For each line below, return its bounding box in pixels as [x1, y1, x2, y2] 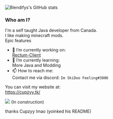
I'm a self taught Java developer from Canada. [5, 27, 98, 33]
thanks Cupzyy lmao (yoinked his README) [5, 108, 92, 114]
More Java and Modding [12, 63, 61, 68]
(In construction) [11, 99, 44, 105]
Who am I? [5, 16, 30, 23]
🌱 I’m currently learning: [12, 57, 60, 63]
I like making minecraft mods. [5, 33, 64, 39]
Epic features [5, 38, 31, 43]
